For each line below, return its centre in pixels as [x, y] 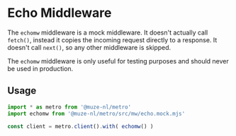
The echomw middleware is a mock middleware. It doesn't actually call [108, 32]
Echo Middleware [60, 13]
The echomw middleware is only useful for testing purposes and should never [118, 61]
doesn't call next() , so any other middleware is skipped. [89, 47]
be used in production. [40, 68]
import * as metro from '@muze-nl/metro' [69, 107]
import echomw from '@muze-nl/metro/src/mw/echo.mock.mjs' [96, 113]
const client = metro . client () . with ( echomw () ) [80, 126]
